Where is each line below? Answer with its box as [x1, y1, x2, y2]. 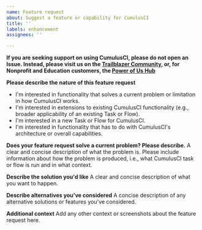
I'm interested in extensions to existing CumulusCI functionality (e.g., [15, 104, 189, 111]
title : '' [6, 20, 32, 26]
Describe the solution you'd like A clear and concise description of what [6, 173, 191, 181]
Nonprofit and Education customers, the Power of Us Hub [6, 67, 156, 74]
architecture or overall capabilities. [15, 130, 103, 137]
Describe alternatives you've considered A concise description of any [6, 191, 186, 199]
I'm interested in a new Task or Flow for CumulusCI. [15, 117, 146, 125]
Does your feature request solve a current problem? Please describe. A [6, 142, 191, 149]
